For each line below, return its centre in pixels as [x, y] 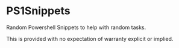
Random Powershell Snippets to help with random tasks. [76, 27]
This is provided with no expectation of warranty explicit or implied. [90, 39]
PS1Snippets [38, 11]
